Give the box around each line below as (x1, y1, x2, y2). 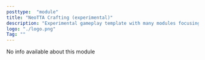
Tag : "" (6, 32, 26, 38)
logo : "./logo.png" (6, 25, 56, 32)
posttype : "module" (6, 8, 59, 15)
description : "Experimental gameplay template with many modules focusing (6, 20, 201, 26)
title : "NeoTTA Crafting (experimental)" (6, 15, 113, 21)
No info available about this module (6, 48, 95, 55)
